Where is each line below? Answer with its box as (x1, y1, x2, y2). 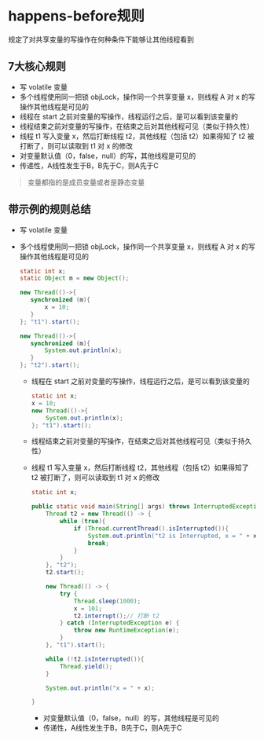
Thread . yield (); (59, 662, 113, 670)
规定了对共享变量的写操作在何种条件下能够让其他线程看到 (8, 35, 194, 44)
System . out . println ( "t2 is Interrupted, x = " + (87, 532, 250, 540)
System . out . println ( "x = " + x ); (46, 684, 156, 692)
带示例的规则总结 (8, 203, 91, 216)
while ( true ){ (59, 518, 106, 526)
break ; (87, 539, 110, 547)
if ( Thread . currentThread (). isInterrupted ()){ (73, 524, 229, 533)
